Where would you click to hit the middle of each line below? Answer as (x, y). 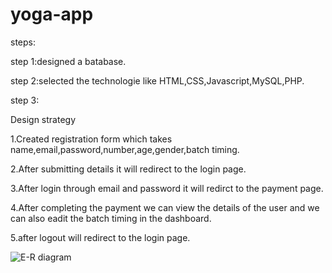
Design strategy (43, 119)
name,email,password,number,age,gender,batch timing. (125, 149)
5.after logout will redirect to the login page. (100, 237)
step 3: (25, 100)
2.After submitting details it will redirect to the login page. (128, 169)
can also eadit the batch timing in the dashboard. (111, 218)
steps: (23, 42)
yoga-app (52, 14)
